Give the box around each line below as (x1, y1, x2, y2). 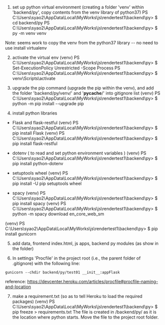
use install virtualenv (5, 45, 47, 51)
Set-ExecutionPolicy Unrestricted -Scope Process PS (12, 65, 121, 71)
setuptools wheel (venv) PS (12, 170, 68, 176)
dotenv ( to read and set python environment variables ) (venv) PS (12, 150, 147, 156)
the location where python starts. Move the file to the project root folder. (12, 314, 159, 320)
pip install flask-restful (12, 141, 58, 147)
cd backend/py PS (12, 20, 50, 26)
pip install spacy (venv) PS (12, 201, 66, 206)
